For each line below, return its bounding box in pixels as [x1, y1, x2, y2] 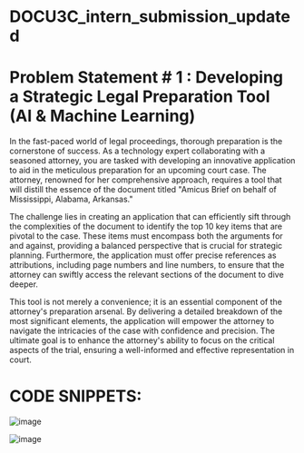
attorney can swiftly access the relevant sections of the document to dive [9, 270, 284, 281]
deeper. [9, 279, 39, 290]
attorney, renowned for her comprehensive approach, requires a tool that [9, 174, 283, 185]
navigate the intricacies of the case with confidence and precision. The [9, 325, 275, 337]
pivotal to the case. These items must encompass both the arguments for [9, 231, 283, 241]
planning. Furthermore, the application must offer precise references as [9, 250, 277, 261]
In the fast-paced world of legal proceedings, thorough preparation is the [9, 136, 283, 147]
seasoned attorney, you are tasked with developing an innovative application [9, 155, 296, 166]
